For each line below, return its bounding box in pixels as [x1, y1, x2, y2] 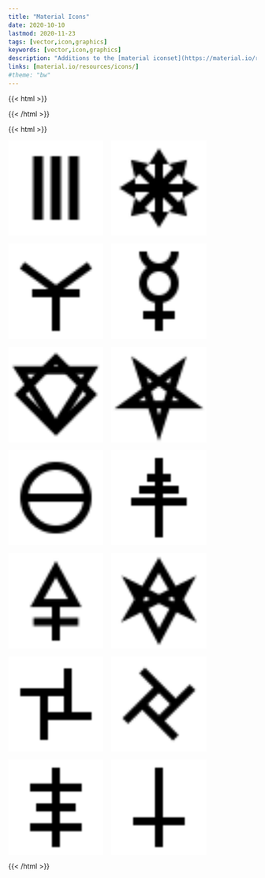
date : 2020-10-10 [8, 21, 65, 29]
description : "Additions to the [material [8, 55, 150, 62]
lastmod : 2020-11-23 [8, 29, 77, 37]
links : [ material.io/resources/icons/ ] [8, 63, 140, 71]
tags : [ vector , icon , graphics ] [8, 38, 108, 46]
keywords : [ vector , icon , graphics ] [8, 46, 122, 55]
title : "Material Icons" [8, 13, 90, 21]
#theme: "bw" [8, 71, 51, 79]
